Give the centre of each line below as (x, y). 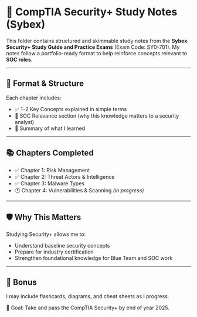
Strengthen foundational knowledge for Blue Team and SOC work (94, 258)
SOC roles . (19, 59)
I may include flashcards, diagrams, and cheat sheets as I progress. (88, 296)
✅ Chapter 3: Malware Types (50, 183)
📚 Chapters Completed (50, 153)
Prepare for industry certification (54, 252)
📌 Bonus (21, 282)
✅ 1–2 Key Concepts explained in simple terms (71, 109)
